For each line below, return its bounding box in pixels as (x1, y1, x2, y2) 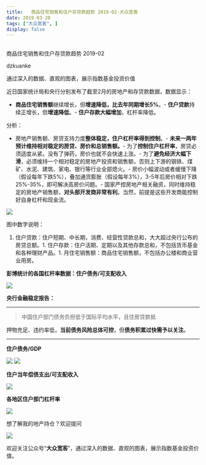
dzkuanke (6, 62, 31, 69)
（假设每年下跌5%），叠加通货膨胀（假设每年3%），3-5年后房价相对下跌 (15, 173, 197, 180)
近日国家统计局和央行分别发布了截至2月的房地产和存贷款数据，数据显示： (6, 87, 193, 95)
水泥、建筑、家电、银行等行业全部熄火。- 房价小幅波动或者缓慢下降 (26, 165, 197, 173)
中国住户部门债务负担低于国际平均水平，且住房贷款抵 (21, 313, 156, 320)
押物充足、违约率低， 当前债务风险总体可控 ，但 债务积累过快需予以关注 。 (6, 326, 189, 334)
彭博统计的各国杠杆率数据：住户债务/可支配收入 (6, 270, 127, 277)
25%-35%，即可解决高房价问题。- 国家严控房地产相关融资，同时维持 (15, 181, 191, 188)
